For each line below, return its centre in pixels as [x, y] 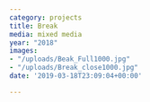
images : [24, 51]
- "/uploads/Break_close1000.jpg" [74, 68]
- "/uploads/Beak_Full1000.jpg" [70, 59]
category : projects [46, 17]
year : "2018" [34, 42]
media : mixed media [46, 34]
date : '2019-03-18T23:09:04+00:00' [76, 76]
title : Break [34, 26]
